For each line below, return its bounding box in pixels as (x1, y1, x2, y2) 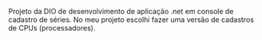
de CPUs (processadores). (8, 24, 96, 32)
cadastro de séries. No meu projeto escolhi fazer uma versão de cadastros (8, 15, 254, 24)
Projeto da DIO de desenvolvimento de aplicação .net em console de (8, 7, 234, 16)
